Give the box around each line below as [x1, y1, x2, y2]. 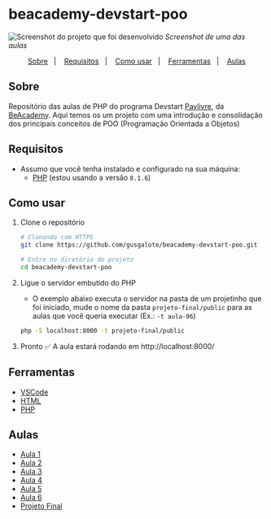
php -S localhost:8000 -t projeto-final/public [20, 326, 185, 334]
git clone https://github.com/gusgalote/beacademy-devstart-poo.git [20, 241, 258, 249]
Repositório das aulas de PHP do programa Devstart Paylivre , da [8, 101, 225, 111]
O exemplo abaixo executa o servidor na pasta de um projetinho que [32, 294, 262, 303]
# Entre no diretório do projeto [20, 255, 134, 264]
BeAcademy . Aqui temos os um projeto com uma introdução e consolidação [8, 110, 263, 120]
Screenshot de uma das [164, 32, 246, 41]
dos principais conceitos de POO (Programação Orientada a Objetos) [8, 119, 240, 129]
